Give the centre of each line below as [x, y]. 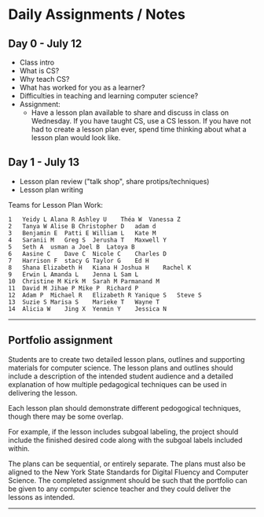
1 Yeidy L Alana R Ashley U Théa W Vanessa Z [94, 219]
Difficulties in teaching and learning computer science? [109, 96]
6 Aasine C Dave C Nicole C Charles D [88, 253]
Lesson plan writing [51, 190]
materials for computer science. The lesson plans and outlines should [121, 367]
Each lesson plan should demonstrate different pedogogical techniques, [125, 408]
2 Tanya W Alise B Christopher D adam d [82, 226]
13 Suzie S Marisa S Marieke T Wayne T [84, 302]
